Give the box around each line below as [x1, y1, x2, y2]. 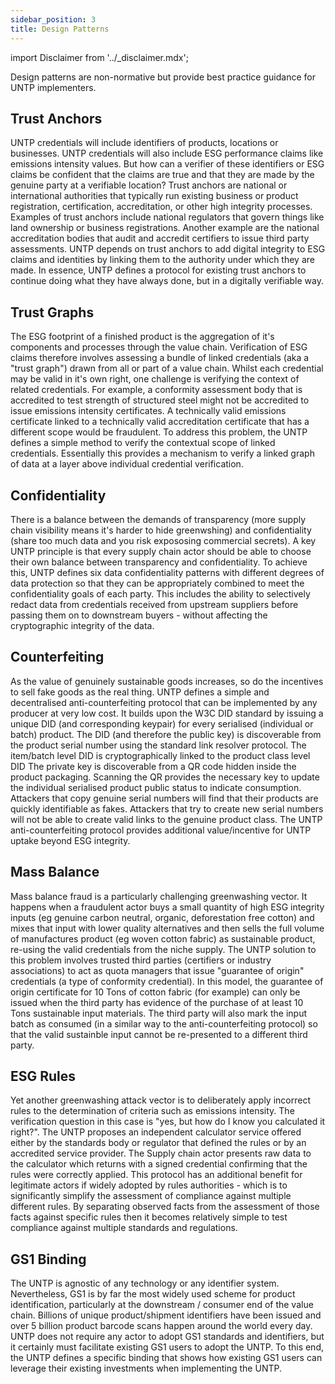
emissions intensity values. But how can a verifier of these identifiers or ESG [10, 158, 325, 170]
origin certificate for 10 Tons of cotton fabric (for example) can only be [10, 986, 301, 998]
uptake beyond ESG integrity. [10, 834, 131, 846]
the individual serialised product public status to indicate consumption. [10, 781, 302, 793]
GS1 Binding [10, 1251, 87, 1268]
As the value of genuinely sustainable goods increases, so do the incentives [10, 675, 324, 687]
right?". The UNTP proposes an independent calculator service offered [10, 1126, 302, 1138]
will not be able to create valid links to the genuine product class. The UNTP [10, 813, 323, 825]
